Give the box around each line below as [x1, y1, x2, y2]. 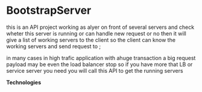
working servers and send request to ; [6, 43, 101, 50]
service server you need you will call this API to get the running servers [6, 67, 183, 74]
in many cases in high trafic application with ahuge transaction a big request [6, 54, 196, 61]
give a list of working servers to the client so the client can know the [6, 36, 176, 43]
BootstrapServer [6, 4, 92, 17]
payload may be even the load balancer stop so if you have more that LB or [6, 61, 193, 68]
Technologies [6, 79, 42, 86]
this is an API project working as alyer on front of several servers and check [6, 23, 195, 31]
